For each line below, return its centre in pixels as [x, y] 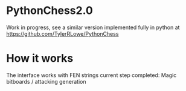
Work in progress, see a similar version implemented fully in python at [93, 27]
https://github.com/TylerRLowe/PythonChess [63, 33]
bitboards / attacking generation [46, 81]
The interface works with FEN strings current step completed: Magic [91, 75]
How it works [40, 59]
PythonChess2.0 [50, 11]
